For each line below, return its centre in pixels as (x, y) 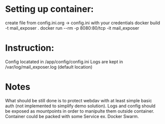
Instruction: (30, 48)
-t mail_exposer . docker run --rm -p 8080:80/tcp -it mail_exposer (72, 28)
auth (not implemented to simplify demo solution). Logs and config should (80, 106)
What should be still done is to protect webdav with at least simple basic (79, 100)
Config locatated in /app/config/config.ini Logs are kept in (64, 62)
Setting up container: (49, 9)
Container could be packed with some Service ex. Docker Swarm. (72, 116)
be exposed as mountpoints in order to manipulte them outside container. (80, 111)
